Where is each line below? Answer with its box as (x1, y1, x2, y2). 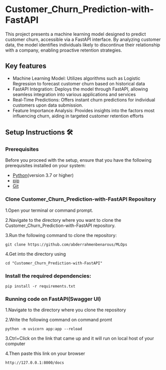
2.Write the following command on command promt (5, 317, 113, 323)
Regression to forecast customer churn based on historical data (12, 80, 145, 86)
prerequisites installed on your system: (5, 163, 86, 169)
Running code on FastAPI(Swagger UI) (5, 295, 101, 302)
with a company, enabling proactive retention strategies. (5, 47, 122, 53)
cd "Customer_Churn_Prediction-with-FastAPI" (5, 260, 102, 266)
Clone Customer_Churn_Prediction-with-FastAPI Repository (5, 196, 156, 203)
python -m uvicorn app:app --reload (5, 327, 82, 332)
